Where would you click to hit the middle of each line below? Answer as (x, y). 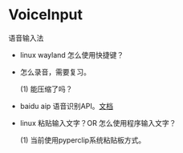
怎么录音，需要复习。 (55, 72)
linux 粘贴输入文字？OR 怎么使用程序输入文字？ (98, 123)
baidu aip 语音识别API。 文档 (67, 106)
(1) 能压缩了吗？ (46, 89)
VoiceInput (45, 15)
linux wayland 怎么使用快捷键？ (72, 54)
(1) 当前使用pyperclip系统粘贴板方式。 (83, 140)
